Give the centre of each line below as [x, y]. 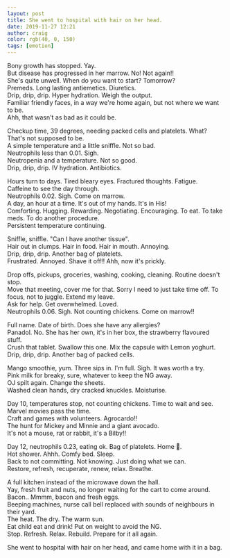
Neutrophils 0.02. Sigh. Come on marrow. [66, 196]
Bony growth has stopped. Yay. [52, 66]
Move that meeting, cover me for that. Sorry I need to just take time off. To [113, 289]
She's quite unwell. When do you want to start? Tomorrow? [91, 80]
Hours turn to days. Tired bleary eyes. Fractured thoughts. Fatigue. [103, 181]
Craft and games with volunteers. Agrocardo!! [72, 418]
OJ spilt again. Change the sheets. [56, 383]
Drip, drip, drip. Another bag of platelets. [65, 254]
